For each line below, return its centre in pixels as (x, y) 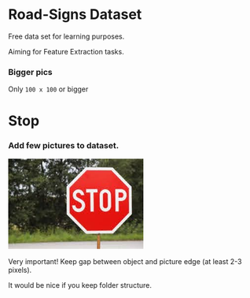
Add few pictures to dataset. (64, 146)
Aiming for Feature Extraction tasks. (66, 51)
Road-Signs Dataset (75, 15)
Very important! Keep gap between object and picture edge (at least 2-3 (125, 261)
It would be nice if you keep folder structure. (80, 285)
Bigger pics (30, 72)
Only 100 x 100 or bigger (48, 89)
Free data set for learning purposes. (66, 36)
